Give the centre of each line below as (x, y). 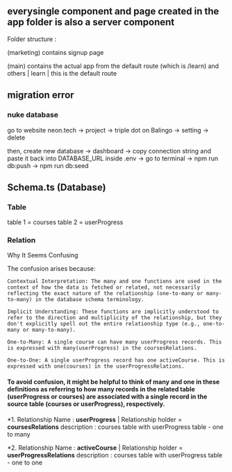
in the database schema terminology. (90, 300)
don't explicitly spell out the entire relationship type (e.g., (103, 324)
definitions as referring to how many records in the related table (101, 389)
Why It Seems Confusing (43, 255)
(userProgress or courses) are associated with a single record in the (107, 397)
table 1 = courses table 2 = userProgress (65, 222)
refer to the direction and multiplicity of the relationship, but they (115, 318)
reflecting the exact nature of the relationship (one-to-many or (105, 294)
